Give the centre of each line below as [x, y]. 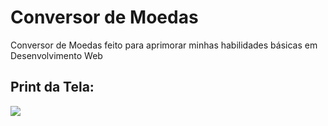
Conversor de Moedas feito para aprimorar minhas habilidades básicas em [164, 45]
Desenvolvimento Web [56, 55]
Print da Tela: [52, 87]
